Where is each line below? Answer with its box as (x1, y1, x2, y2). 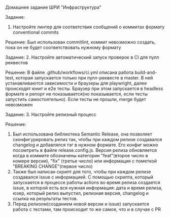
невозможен (5, 102, 33, 108)
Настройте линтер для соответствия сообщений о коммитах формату (12, 24, 165, 30)
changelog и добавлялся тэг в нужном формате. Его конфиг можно (12, 142, 158, 148)
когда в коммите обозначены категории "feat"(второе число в (12, 153, 148, 158)
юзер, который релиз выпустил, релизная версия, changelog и (12, 190, 149, 196)
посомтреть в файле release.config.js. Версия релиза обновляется (12, 147, 157, 153)
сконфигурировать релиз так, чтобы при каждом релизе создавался (12, 137, 162, 142)
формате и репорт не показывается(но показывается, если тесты (5, 91, 148, 97)
